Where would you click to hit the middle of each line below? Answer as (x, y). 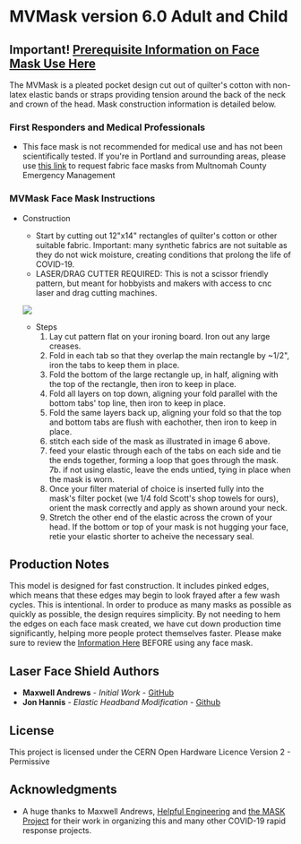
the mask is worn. (82, 479)
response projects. (57, 830)
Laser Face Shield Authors (84, 671)
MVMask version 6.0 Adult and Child (149, 17)
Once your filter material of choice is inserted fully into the (156, 488)
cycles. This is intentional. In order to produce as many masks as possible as (150, 605)
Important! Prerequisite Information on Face (134, 50)
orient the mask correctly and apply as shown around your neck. (168, 507)
